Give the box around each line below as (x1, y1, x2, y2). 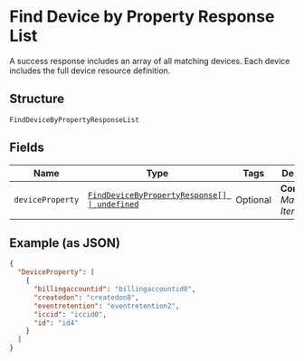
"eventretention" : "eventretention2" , (33, 301, 180, 310)
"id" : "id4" (33, 318, 79, 328)
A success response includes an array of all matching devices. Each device (9, 55, 290, 66)
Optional (235, 193, 272, 205)
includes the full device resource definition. (9, 65, 171, 76)
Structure (9, 91, 65, 107)
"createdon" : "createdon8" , (33, 292, 140, 302)
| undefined (87, 199, 139, 209)
